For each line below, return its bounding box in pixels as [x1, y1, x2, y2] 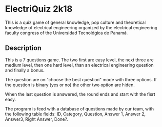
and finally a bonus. [5, 67, 45, 73]
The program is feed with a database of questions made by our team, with [5, 106, 154, 111]
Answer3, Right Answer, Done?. [5, 116, 69, 122]
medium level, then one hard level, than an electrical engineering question [5, 62, 154, 68]
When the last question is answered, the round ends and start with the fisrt [5, 91, 155, 97]
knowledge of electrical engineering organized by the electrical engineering [5, 24, 158, 30]
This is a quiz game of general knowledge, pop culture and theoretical [5, 19, 146, 25]
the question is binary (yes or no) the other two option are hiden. [5, 82, 135, 88]
